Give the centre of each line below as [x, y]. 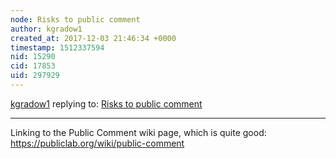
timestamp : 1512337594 [57, 47]
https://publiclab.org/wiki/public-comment [97, 143]
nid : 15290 [33, 57]
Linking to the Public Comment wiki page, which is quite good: [138, 132]
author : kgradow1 [46, 29]
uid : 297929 [35, 76]
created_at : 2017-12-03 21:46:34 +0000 [93, 38]
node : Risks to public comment [75, 19]
